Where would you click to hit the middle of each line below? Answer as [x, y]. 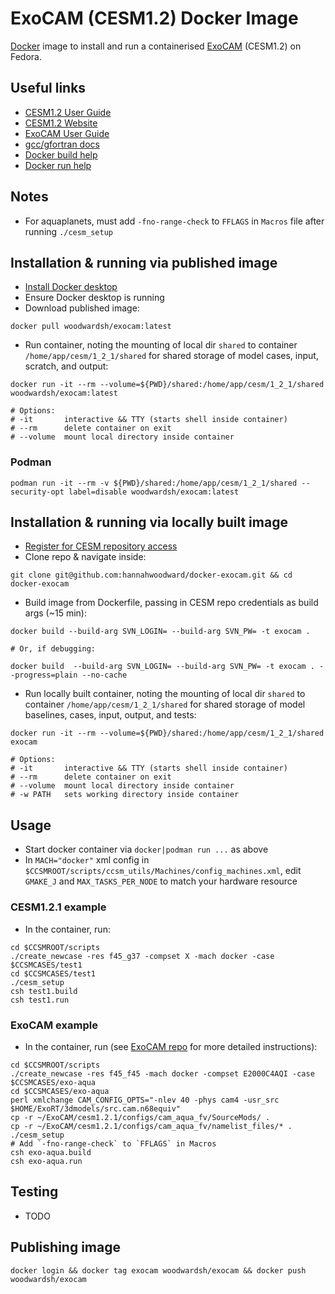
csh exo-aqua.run [46, 1161]
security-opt [37, 492]
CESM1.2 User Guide [68, 112]
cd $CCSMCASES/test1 [53, 973]
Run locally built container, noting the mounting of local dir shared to [165, 694]
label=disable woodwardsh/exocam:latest [154, 492]
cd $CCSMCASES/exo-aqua [60, 1091]
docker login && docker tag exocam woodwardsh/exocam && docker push [158, 1270]
